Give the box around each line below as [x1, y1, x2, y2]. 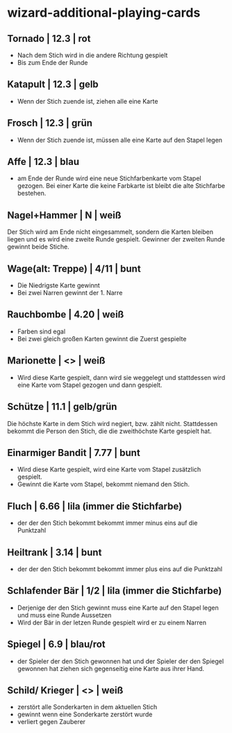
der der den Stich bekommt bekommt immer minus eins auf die [17, 519, 198, 527]
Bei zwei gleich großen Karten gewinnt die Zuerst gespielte [17, 334, 187, 342]
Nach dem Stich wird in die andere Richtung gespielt [17, 51, 168, 59]
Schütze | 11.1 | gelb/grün [7, 401, 117, 413]
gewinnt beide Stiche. [7, 242, 69, 251]
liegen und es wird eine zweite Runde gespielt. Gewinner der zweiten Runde [7, 235, 226, 244]
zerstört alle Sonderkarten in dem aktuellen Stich [17, 703, 158, 711]
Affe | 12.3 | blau [7, 156, 80, 168]
